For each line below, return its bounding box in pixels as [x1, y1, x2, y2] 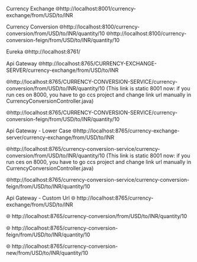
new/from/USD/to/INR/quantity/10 [6, 250, 89, 256]
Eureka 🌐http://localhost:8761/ [6, 48, 81, 55]
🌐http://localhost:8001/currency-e [55, 5, 136, 12]
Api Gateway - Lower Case [6, 127, 72, 134]
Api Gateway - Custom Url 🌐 [6, 194, 76, 201]
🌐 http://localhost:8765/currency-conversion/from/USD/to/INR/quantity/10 [6, 213, 188, 219]
